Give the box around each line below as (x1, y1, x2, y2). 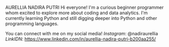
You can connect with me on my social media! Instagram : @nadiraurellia (5, 31, 158, 36)
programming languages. (5, 20, 59, 27)
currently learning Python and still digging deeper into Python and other (5, 15, 158, 21)
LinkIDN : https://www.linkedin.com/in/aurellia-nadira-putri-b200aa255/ (5, 36, 156, 42)
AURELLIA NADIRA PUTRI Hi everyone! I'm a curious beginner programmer (5, 5, 164, 10)
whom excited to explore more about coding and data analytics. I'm (5, 10, 148, 16)
